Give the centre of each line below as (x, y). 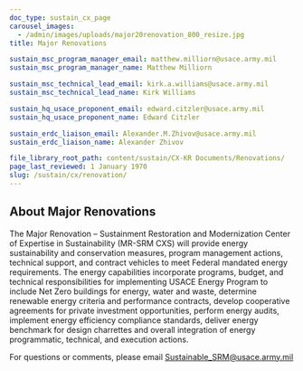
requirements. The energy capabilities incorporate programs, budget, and (147, 271)
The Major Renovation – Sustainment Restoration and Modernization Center (150, 233)
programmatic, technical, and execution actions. (99, 339)
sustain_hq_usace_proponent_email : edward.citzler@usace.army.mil (137, 109)
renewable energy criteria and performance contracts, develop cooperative (150, 300)
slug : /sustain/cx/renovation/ (68, 176)
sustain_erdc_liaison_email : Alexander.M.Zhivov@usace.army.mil (133, 133)
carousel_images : (42, 26)
